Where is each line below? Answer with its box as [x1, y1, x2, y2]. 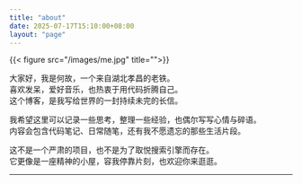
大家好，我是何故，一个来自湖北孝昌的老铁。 [9, 73, 175, 83]
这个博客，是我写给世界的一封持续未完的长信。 [9, 95, 182, 106]
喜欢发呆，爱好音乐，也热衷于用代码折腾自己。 [9, 84, 182, 95]
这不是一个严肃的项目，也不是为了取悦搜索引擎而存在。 [9, 145, 214, 155]
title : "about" [9, 13, 67, 22]
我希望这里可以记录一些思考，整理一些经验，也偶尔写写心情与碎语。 [9, 114, 262, 126]
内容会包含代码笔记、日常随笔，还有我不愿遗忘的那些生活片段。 [9, 126, 245, 136]
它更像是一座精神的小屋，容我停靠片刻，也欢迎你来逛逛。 [9, 156, 222, 167]
